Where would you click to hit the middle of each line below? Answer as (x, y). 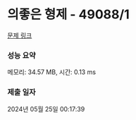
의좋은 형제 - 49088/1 (69, 14)
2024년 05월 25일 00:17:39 (46, 109)
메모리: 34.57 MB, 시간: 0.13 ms (52, 72)
